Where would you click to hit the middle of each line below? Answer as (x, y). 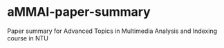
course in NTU (28, 38)
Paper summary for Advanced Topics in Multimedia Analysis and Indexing (112, 31)
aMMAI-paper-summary (79, 12)
